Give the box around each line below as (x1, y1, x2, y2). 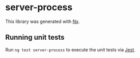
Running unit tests (5, 33, 65, 42)
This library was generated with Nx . (5, 18, 80, 24)
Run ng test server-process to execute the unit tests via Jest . (5, 46, 136, 52)
